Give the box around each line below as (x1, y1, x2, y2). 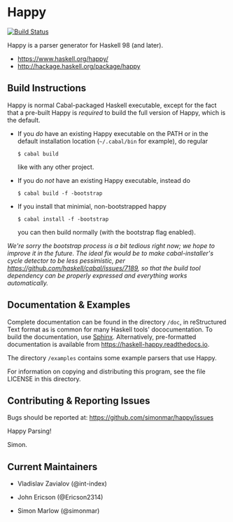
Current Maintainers (7, 460, 98, 473)
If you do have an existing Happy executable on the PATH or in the (17, 129, 209, 137)
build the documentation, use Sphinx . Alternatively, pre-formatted (7, 332, 197, 341)
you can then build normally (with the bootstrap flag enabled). (17, 228, 196, 236)
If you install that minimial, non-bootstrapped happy (17, 202, 167, 210)
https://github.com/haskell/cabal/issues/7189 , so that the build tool (7, 263, 201, 272)
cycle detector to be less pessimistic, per (7, 256, 126, 265)
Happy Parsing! (7, 427, 52, 435)
